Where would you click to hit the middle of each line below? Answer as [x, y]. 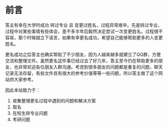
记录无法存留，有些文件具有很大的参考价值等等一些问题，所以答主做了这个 [82, 73]
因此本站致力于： [23, 90]
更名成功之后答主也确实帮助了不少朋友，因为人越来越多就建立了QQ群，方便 [83, 54]
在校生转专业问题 [30, 113]
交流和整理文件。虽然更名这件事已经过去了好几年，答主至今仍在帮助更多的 [82, 60]
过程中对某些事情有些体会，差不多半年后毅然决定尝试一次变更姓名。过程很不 [84, 31]
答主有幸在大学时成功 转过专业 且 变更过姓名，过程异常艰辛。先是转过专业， [84, 25]
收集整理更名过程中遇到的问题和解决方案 [54, 100]
